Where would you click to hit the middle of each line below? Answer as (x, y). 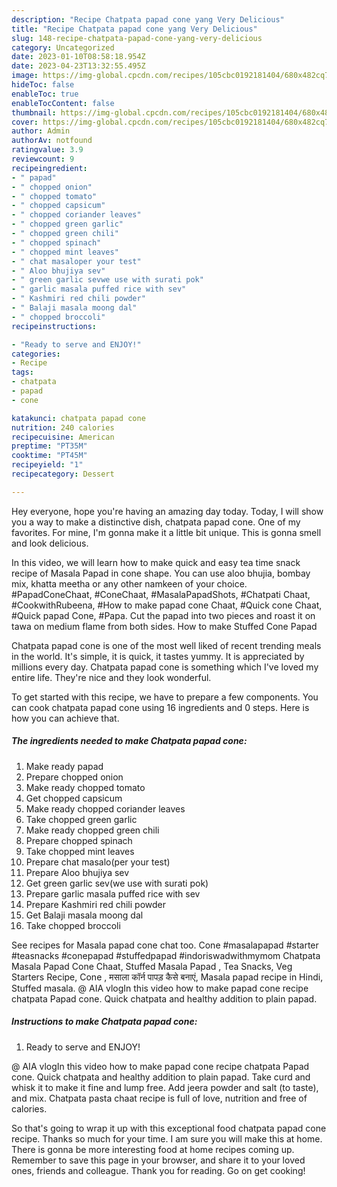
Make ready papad (64, 766)
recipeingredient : (49, 168)
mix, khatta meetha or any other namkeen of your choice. (129, 583)
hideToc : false (43, 85)
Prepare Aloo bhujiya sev (77, 872)
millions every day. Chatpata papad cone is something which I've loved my (165, 667)
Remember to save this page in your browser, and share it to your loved (158, 1160)
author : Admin (41, 131)
